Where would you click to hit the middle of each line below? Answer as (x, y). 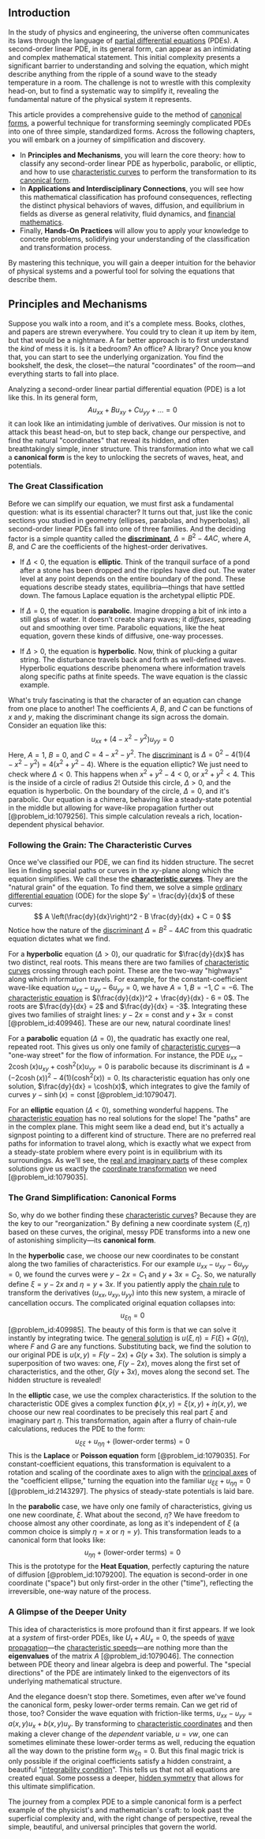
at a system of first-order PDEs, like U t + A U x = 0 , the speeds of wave (121, 1638)
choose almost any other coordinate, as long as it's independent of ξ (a (124, 1523)
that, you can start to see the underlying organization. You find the (116, 357)
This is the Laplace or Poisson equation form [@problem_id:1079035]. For (129, 1455)
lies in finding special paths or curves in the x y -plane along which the (121, 871)
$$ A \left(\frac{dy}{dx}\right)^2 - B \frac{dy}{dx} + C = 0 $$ (132, 916)
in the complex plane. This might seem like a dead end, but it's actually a (126, 1127)
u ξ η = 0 (132, 1316)
